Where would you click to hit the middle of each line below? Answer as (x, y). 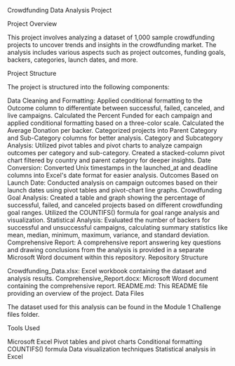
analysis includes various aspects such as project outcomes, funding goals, (116, 52)
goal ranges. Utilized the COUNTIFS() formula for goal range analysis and (113, 213)
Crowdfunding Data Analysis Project (60, 10)
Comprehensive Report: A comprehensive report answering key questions (114, 242)
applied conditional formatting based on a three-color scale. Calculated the (116, 123)
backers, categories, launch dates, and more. (73, 60)
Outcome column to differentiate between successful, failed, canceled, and (116, 108)
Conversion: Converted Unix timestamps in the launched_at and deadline (113, 168)
